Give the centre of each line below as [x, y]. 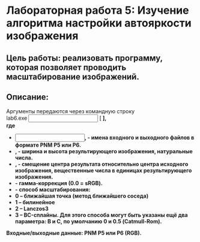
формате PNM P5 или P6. [48, 145]
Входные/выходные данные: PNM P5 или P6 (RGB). [74, 233]
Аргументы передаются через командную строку [71, 111]
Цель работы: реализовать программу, [85, 58]
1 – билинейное [35, 202]
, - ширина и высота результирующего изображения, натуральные [104, 152]
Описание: [28, 97]
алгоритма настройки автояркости [99, 23]
